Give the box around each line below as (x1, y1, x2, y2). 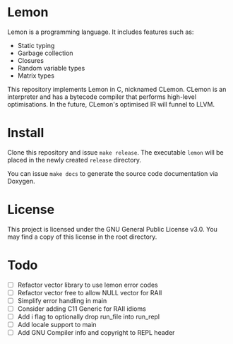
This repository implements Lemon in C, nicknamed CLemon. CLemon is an (7, 85, 227, 93)
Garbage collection (17, 49, 73, 57)
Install (7, 125, 44, 141)
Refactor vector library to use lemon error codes (17, 280, 158, 289)
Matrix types (17, 71, 55, 80)
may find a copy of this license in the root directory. (7, 232, 157, 241)
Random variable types (17, 64, 85, 72)
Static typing (17, 41, 55, 49)
